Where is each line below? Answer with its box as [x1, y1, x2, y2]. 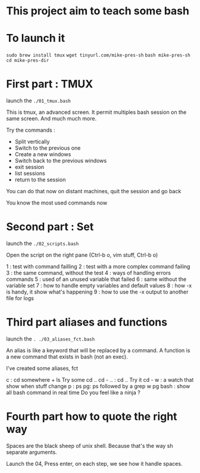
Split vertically [14, 138, 50, 146]
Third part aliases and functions [6, 316, 168, 329]
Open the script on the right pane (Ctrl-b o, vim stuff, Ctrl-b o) [6, 252, 158, 258]
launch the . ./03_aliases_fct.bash [6, 335, 95, 342]
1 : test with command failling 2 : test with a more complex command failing [6, 263, 190, 270]
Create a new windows [14, 151, 71, 158]
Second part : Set [6, 220, 94, 234]
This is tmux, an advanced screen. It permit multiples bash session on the [6, 109, 187, 116]
